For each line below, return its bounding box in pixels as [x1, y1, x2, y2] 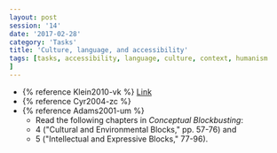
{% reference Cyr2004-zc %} [21, 96, 131, 106]
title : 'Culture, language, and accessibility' [9, 46, 189, 55]
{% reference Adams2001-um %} [21, 105, 145, 116]
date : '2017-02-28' [9, 29, 82, 38]
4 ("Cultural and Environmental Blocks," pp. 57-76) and [35, 124, 237, 134]
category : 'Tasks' [9, 37, 77, 47]
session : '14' [9, 21, 62, 30]
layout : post [9, 12, 58, 22]
